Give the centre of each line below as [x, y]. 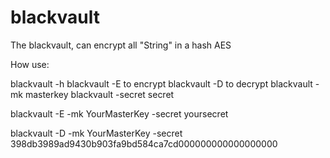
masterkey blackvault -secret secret [99, 94]
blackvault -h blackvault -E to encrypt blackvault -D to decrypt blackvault [161, 83]
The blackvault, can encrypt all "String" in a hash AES [121, 45]
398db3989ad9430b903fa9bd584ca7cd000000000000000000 [144, 143]
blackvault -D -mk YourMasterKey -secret [96, 133]
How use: [30, 64]
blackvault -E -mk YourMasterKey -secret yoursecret [119, 113]
